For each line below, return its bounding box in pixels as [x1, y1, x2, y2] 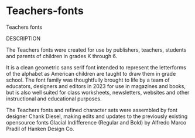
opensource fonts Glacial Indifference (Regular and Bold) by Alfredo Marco [6, 119, 187, 126]
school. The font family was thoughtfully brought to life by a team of [6, 76, 170, 83]
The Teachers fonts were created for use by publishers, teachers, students [6, 46, 187, 53]
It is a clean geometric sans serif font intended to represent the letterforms [6, 63, 186, 71]
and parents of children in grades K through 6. [6, 52, 118, 59]
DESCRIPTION [6, 35, 41, 42]
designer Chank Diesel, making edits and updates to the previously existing [6, 113, 188, 120]
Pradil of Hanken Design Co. [6, 125, 74, 132]
